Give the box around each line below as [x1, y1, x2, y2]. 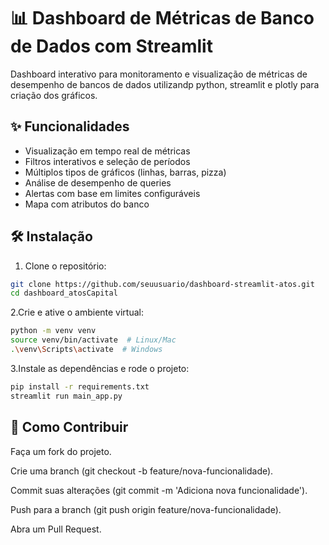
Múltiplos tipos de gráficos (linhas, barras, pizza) [24, 166, 227, 178]
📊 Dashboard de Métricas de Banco [10, 7, 315, 30]
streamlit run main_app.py [10, 391, 123, 401]
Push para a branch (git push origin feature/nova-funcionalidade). [10, 503, 282, 515]
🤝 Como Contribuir [10, 419, 129, 436]
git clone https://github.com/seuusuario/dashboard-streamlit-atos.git [10, 279, 315, 289]
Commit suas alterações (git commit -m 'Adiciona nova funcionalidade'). [10, 484, 308, 496]
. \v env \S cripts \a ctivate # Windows [10, 345, 163, 355]
